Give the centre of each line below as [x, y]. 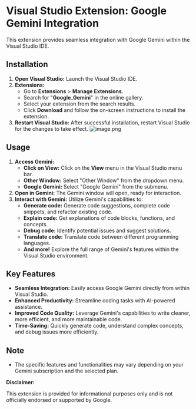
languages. [37, 243]
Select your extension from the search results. [79, 104]
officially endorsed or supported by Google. [59, 400]
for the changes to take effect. [51, 128]
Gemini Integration [52, 23]
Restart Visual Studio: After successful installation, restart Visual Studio [102, 123]
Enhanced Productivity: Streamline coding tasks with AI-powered [95, 301]
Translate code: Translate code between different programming [101, 236]
